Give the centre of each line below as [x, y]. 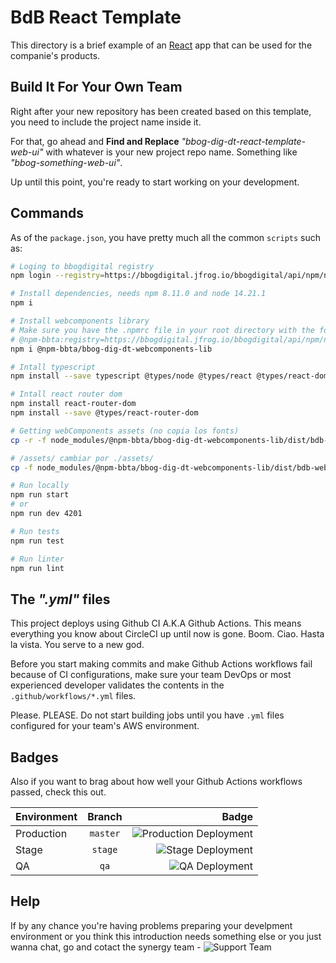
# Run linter [37, 559]
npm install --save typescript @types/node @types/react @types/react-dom [169, 376]
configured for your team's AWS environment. [105, 726]
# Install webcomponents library [80, 321]
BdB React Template [96, 17]
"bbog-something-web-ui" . [66, 162]
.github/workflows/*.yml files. [73, 696]
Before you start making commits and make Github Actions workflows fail [161, 664]
